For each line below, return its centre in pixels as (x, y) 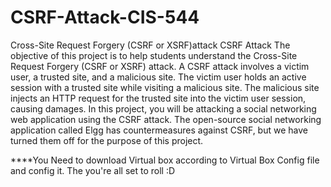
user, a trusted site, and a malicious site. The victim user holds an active (158, 77)
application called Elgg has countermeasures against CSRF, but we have (159, 130)
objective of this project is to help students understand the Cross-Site (154, 55)
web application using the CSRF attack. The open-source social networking (166, 119)
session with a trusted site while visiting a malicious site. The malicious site (165, 87)
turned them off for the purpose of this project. (107, 140)
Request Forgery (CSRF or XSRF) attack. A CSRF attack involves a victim (160, 66)
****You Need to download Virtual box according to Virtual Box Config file (165, 160)
